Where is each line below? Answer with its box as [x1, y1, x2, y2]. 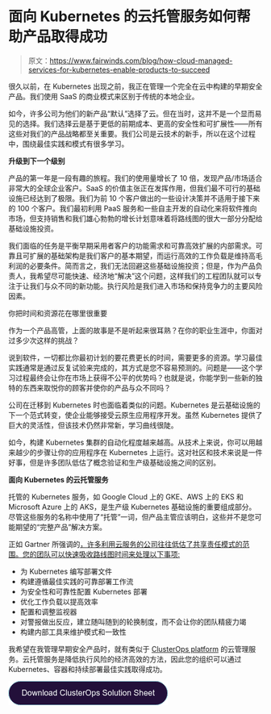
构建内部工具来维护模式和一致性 [19, 627, 127, 637]
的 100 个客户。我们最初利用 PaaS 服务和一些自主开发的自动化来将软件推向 [8, 203, 257, 213]
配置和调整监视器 [19, 607, 77, 616]
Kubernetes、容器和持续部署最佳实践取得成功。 [8, 664, 167, 674]
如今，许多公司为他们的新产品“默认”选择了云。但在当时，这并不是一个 [8, 108, 241, 118]
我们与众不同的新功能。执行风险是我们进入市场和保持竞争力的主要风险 [29, 281, 263, 290]
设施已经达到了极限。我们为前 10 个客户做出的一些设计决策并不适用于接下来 [8, 193, 261, 203]
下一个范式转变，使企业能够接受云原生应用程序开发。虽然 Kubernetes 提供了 [8, 410, 263, 420]
